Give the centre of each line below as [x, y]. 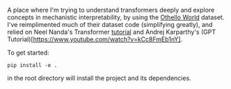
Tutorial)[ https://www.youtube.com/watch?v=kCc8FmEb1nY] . [95, 39]
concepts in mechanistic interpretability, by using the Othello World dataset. [116, 17]
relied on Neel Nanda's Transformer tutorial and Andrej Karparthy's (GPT [112, 32]
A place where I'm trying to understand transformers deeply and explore [111, 10]
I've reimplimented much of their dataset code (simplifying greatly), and [110, 24]
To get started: [29, 52]
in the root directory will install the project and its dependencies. [99, 78]
